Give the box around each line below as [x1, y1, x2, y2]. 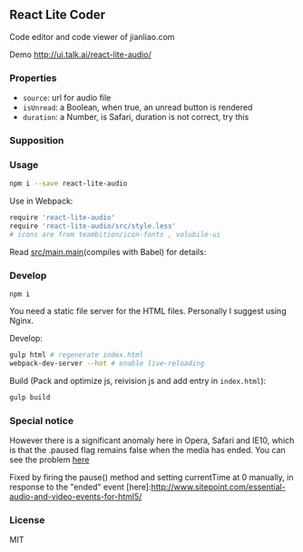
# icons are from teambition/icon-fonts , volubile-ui [9, 230, 221, 239]
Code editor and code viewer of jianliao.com [9, 31, 175, 42]
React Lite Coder [9, 7, 106, 23]
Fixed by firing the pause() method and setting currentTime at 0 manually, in [9, 472, 294, 483]
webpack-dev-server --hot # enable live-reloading [9, 359, 205, 368]
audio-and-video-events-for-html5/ [9, 491, 142, 502]
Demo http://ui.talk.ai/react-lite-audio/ [9, 49, 151, 60]
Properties [9, 72, 57, 84]
